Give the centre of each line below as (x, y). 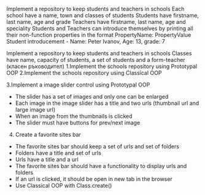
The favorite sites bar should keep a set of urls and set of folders (97, 146)
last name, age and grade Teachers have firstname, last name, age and (96, 22)
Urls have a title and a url (47, 159)
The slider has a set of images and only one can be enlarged (92, 97)
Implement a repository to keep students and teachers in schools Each (95, 9)
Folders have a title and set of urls (58, 153)
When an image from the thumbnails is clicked (74, 116)
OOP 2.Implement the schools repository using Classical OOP (84, 73)
